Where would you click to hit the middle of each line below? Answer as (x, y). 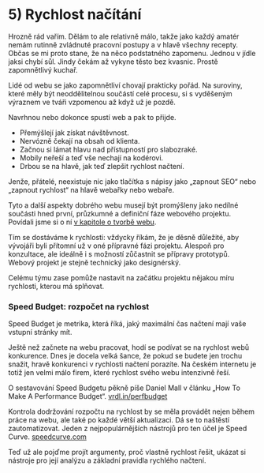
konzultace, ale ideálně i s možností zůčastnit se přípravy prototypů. (119, 253)
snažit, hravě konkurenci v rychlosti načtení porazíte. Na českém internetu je (132, 364)
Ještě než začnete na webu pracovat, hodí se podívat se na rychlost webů (129, 347)
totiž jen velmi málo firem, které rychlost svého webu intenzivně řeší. (119, 373)
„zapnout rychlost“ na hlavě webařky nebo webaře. (91, 190)
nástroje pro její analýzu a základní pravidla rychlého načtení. (107, 460)
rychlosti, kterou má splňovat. (56, 286)
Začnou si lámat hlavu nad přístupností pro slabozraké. (108, 149)
